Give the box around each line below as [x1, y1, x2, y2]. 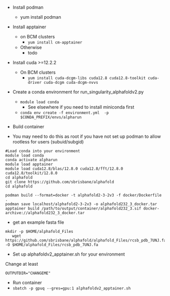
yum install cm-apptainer [27, 40, 82, 45]
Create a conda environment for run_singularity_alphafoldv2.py [12, 89, 144, 95]
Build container [12, 124, 45, 129]
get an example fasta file [12, 219, 64, 225]
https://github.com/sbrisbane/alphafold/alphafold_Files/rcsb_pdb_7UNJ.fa [5, 238, 166, 243]
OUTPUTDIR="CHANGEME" [5, 271, 51, 276]
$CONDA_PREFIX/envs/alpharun [20, 115, 82, 120]
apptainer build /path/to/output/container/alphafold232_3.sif [5, 206, 142, 211]
